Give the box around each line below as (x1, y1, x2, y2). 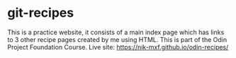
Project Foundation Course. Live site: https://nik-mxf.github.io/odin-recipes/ (7, 43, 229, 51)
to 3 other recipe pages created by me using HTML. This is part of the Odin (7, 35, 227, 43)
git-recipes (7, 5, 74, 21)
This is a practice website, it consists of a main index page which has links (7, 28, 225, 36)
